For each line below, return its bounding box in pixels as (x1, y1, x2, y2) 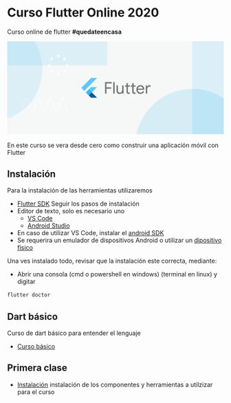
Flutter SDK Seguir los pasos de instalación (16, 199, 140, 208)
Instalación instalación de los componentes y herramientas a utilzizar (16, 380, 213, 389)
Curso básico (16, 342, 56, 351)
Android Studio (27, 221, 70, 230)
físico (16, 243, 33, 252)
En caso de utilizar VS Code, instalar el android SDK (16, 229, 164, 237)
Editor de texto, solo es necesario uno (16, 207, 125, 215)
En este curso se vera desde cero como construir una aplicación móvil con (7, 141, 219, 149)
